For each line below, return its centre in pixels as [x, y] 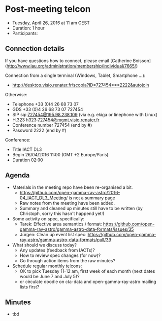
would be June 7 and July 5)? [49, 276]
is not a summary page [92, 198]
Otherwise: [16, 94]
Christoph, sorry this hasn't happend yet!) [62, 214]
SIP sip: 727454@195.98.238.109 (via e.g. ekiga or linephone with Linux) [85, 114]
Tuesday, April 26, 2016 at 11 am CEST [51, 23]
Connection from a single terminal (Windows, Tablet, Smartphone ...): [75, 75]
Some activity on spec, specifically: [48, 218]
